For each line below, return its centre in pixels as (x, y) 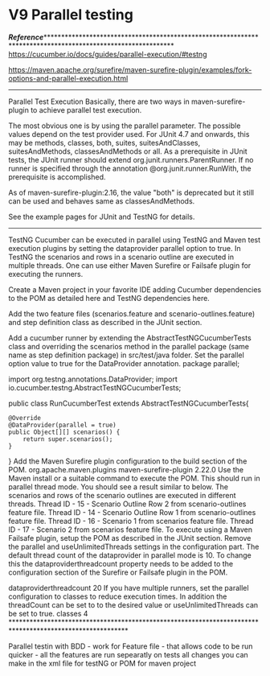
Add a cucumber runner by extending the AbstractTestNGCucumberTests (130, 338)
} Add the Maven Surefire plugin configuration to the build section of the (128, 461)
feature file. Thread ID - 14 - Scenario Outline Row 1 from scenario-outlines (132, 512)
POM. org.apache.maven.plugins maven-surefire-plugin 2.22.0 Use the (126, 469)
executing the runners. (46, 274)
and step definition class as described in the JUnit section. (105, 322)
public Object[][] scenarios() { (64, 432)
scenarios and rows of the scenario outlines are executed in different (122, 495)
